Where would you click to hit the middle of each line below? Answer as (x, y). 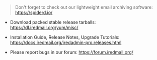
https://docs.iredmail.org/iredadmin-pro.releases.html (66, 42)
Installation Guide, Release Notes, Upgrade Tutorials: (65, 37)
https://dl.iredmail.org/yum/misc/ (44, 27)
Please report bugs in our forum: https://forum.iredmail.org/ (71, 52)
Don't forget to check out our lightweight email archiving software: (84, 7)
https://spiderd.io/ (34, 12)
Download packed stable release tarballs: (53, 22)
